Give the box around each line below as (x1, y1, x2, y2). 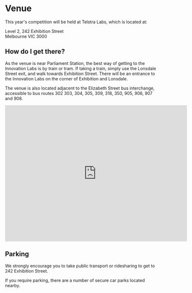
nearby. (5, 282, 20, 288)
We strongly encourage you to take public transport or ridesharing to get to (5, 262, 155, 269)
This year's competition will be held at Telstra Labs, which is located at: (5, 19, 148, 25)
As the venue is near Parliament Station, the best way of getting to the (5, 60, 145, 66)
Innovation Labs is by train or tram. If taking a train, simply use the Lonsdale (5, 65, 156, 71)
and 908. (5, 95, 23, 101)
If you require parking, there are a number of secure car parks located (5, 277, 145, 283)
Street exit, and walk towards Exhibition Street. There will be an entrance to (5, 71, 155, 77)
